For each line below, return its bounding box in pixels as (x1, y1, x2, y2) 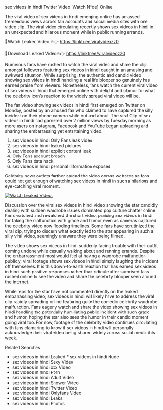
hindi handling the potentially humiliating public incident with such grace (5, 309, 150, 315)
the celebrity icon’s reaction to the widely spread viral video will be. (5, 93, 140, 98)
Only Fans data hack (12, 158, 54, 164)
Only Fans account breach (12, 153, 65, 159)
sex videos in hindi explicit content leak (12, 148, 91, 154)
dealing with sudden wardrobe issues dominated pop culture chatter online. (5, 207, 157, 213)
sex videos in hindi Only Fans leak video (12, 137, 92, 143)
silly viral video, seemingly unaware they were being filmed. (5, 234, 125, 239)
